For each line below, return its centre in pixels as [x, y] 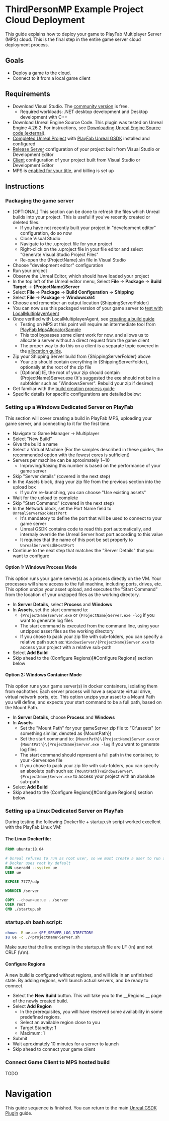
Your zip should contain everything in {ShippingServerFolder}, [84, 362]
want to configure [31, 556]
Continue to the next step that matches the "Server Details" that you [83, 550]
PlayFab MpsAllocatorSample [51, 330]
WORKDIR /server [22, 891]
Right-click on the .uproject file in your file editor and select [81, 249]
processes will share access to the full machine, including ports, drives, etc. [84, 583]
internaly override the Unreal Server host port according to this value [91, 534]
